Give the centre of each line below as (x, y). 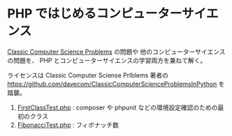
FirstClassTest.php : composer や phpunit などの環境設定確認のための (117, 107)
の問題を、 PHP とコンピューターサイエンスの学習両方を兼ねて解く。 (107, 60)
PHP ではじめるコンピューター (95, 14)
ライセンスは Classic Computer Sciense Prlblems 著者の (88, 75)
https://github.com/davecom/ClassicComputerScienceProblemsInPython (112, 84)
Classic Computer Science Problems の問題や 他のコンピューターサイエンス (116, 52)
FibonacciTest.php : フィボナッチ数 (68, 125)
